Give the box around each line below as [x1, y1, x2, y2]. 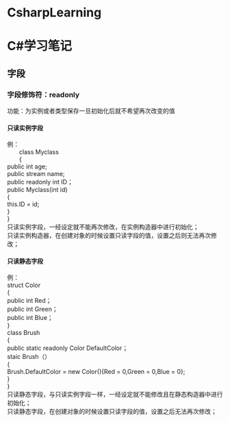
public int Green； [7, 305, 58, 313]
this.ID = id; [7, 200, 40, 208]
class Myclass [19, 148, 60, 156]
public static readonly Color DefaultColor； [7, 344, 129, 352]
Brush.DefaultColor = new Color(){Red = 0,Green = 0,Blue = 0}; [7, 368, 186, 376]
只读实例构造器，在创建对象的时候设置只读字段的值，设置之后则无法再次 [7, 232, 211, 240]
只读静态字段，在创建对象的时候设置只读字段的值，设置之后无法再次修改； [7, 408, 217, 416]
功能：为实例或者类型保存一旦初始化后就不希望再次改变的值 [7, 107, 175, 115]
